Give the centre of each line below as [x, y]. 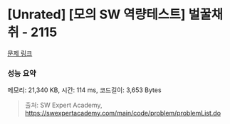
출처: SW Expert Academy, [63, 105]
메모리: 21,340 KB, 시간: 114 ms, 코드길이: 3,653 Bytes [84, 90]
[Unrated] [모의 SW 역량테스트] [96, 15]
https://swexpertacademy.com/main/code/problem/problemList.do [123, 113]
